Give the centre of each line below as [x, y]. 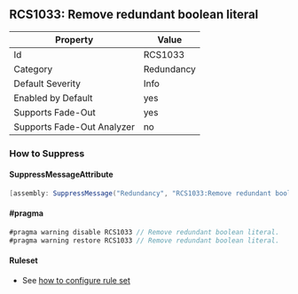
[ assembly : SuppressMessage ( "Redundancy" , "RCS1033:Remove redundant [141, 193]
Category [33, 68]
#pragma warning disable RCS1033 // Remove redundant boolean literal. [144, 233]
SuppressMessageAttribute [61, 175]
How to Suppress [47, 153]
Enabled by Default [53, 98]
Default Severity [47, 83]
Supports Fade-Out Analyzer [74, 126]
